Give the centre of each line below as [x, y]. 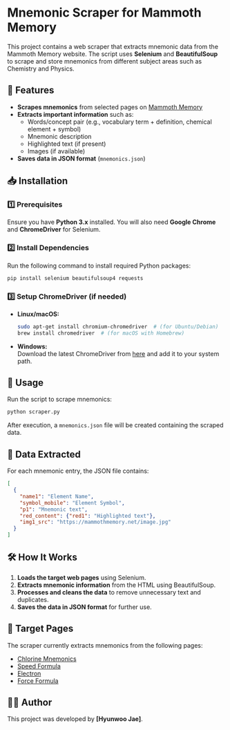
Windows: [32, 346]
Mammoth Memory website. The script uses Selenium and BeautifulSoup [113, 54]
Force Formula [38, 681]
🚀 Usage [25, 383]
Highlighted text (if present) [67, 144]
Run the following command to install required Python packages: [99, 265]
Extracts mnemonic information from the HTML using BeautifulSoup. [116, 585]
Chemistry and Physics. [41, 68]
